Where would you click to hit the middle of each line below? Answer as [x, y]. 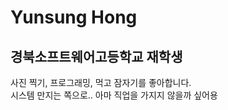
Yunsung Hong [74, 17]
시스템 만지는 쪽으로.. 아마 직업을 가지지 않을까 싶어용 [114, 95]
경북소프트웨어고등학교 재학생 [96, 56]
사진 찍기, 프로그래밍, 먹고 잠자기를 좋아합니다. [101, 82]
